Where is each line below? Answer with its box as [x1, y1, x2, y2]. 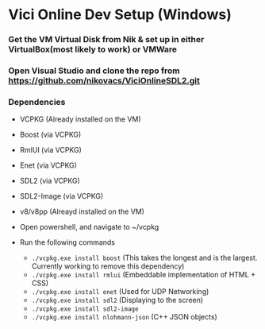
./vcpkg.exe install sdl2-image [31, 305, 139, 313]
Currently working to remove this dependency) [31, 261, 185, 271]
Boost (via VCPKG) [19, 130, 82, 140]
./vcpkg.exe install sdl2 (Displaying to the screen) [31, 296, 204, 305]
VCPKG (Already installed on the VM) [19, 114, 141, 124]
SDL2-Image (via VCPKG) [19, 192, 104, 201]
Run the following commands [19, 238, 115, 247]
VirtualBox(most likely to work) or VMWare [8, 44, 177, 55]
